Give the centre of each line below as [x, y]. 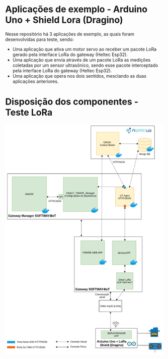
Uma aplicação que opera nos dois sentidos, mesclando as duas [79, 76]
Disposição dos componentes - [72, 102]
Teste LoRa [29, 113]
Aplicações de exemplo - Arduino [76, 9]
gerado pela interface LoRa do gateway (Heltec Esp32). [70, 55]
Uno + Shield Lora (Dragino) [64, 20]
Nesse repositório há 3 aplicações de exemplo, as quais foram [70, 34]
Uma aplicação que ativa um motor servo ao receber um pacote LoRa [85, 49]
